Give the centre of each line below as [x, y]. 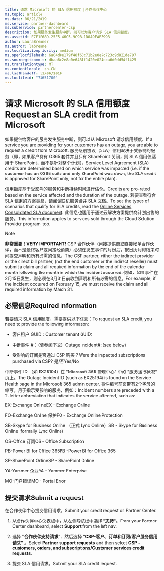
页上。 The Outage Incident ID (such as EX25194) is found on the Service [78, 377]
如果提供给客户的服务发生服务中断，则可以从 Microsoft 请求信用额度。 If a [79, 139]
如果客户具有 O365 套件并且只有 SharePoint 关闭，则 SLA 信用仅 [87, 156]
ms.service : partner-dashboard [37, 23]
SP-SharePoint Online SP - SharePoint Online [50, 460]
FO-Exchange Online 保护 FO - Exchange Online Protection [64, 415]
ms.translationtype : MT [29, 64]
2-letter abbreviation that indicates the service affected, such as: [70, 396]
